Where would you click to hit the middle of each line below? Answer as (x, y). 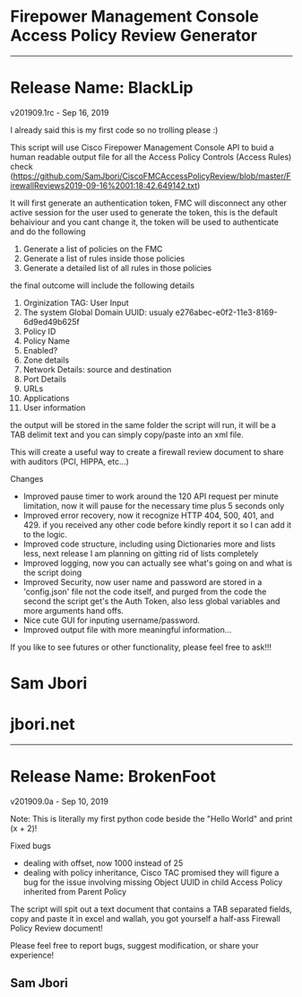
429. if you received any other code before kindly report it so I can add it (157, 525)
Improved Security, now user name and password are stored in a (142, 582)
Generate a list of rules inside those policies (104, 258)
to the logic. (45, 534)
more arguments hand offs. (73, 610)
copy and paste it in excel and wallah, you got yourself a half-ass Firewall (145, 918)
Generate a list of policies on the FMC (93, 249)
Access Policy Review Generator (134, 35)
